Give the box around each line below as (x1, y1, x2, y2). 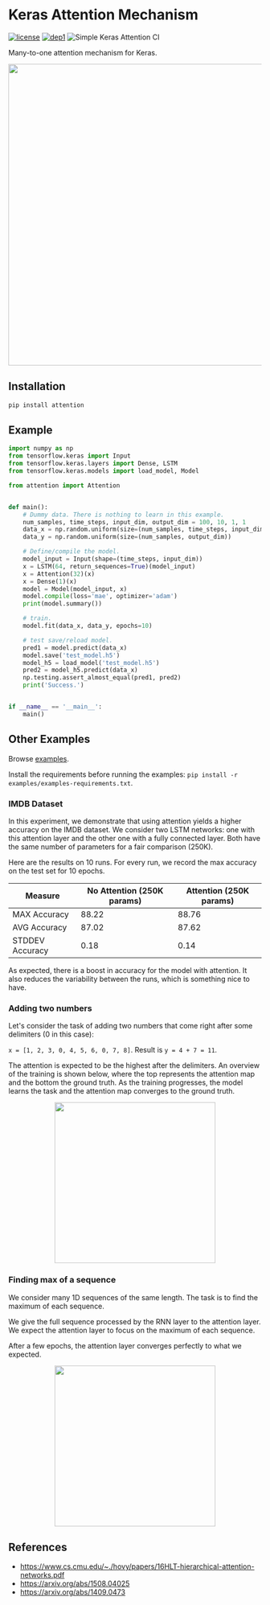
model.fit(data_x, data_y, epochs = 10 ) (22, 622, 153, 630)
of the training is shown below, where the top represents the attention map (8, 1069, 256, 1079)
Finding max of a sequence (8, 1275, 117, 1286)
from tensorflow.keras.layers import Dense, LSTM (8, 460, 178, 468)
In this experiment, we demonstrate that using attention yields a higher (8, 816, 242, 826)
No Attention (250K (87, 885, 164, 896)
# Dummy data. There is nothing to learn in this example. (22, 511, 225, 519)
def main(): (8, 503, 48, 511)
